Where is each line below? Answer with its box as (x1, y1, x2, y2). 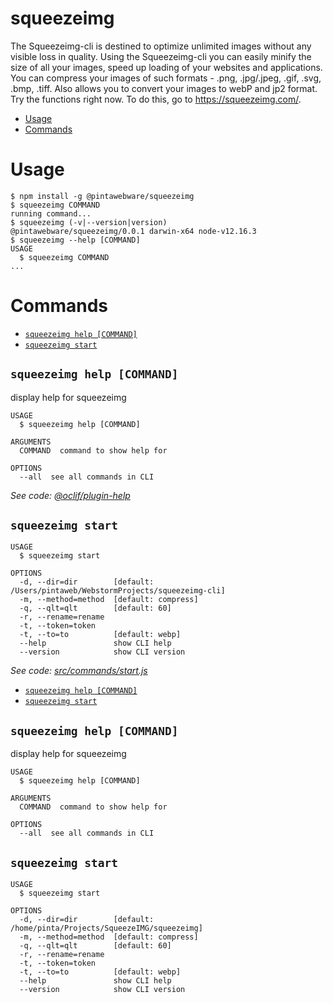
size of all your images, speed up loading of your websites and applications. (10, 61, 323, 73)
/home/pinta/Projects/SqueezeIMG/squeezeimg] (10, 923, 203, 934)
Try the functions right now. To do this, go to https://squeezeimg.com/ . (10, 93, 302, 105)
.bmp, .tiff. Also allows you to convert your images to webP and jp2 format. (10, 82, 318, 94)
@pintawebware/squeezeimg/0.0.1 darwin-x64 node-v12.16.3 (10, 226, 257, 236)
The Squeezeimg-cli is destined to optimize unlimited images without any (10, 40, 312, 52)
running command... (10, 208, 92, 219)
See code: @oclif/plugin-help (10, 489, 131, 501)
